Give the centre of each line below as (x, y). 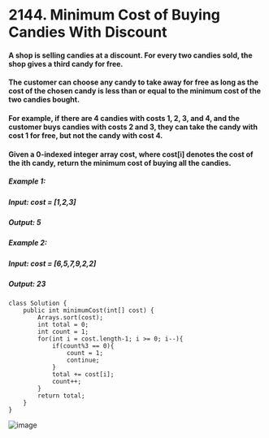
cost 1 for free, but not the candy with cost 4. (86, 135)
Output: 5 (25, 222)
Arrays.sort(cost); (71, 318)
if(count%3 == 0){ (83, 346)
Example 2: (28, 243)
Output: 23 (27, 284)
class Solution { (38, 304)
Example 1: (27, 181)
